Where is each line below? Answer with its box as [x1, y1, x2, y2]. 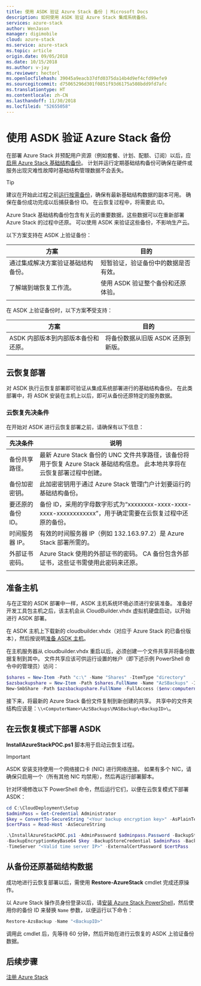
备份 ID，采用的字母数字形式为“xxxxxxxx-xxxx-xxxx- [39, 500, 192, 508]
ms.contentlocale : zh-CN [6, 92, 68, 98]
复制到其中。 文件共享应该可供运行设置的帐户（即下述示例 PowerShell [11, 655, 184, 662]
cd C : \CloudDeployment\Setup [6, 805, 79, 811]
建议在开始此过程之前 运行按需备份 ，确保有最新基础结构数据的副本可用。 [6, 191, 184, 198]
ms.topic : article [6, 48, 52, 54]
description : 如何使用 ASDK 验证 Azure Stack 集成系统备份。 [6, 14, 150, 20]
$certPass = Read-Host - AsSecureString [6, 821, 106, 828]
